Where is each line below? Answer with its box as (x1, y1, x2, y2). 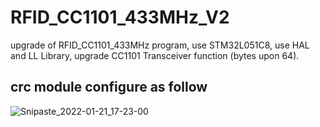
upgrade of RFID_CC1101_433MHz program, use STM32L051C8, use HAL (10, 39, 310, 51)
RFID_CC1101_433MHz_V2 (10, 6, 230, 29)
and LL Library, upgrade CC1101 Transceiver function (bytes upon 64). (10, 49, 300, 61)
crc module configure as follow (10, 79, 208, 96)
